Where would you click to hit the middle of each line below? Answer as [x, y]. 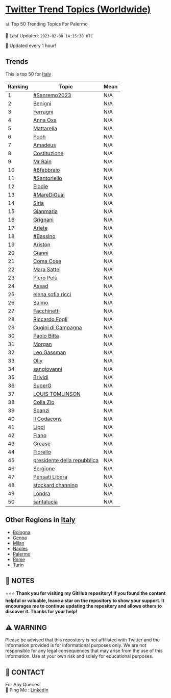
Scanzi [41, 411]
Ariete [40, 228]
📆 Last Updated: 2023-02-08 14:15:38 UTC [49, 35]
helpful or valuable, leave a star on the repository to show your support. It [85, 600]
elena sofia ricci [52, 294]
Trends [17, 62]
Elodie [41, 186]
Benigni [42, 103]
